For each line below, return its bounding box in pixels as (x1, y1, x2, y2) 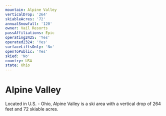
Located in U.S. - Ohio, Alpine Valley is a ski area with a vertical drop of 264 (5, 101, 161, 107)
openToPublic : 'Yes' (5, 49, 48, 54)
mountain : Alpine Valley (5, 7, 57, 12)
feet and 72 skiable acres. (5, 106, 58, 112)
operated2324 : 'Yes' (5, 40, 48, 45)
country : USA (5, 58, 32, 63)
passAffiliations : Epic (5, 30, 55, 35)
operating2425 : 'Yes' (5, 35, 50, 40)
